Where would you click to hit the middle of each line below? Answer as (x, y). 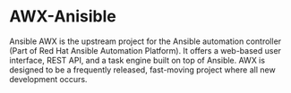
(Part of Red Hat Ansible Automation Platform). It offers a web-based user (145, 50)
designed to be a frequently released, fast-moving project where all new (142, 70)
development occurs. (48, 79)
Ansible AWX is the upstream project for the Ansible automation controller (145, 41)
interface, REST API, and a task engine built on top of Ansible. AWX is (137, 60)
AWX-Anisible (63, 17)
